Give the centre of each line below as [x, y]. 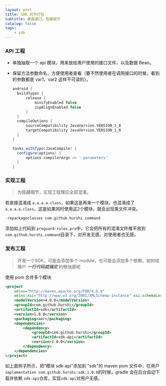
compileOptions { [35, 121]
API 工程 [15, 51]
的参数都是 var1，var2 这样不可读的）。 [51, 79]
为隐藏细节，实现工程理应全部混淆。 [54, 192]
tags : [11, 28]
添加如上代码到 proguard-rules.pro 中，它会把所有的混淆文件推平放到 [75, 228]
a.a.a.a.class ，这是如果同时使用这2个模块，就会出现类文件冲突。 [73, 209]
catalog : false [21, 24]
